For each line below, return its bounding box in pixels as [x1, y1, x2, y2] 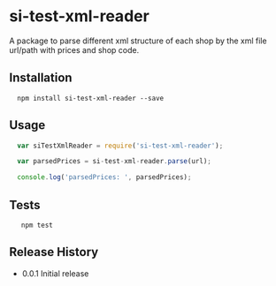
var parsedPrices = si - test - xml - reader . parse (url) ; [17, 157, 212, 166]
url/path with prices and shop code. [9, 44, 140, 55]
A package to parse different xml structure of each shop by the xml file [9, 35, 267, 46]
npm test [20, 221, 53, 230]
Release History [9, 245, 99, 260]
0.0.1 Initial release [21, 267, 89, 279]
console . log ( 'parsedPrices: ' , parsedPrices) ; [17, 173, 192, 182]
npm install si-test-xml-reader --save [17, 94, 165, 102]
